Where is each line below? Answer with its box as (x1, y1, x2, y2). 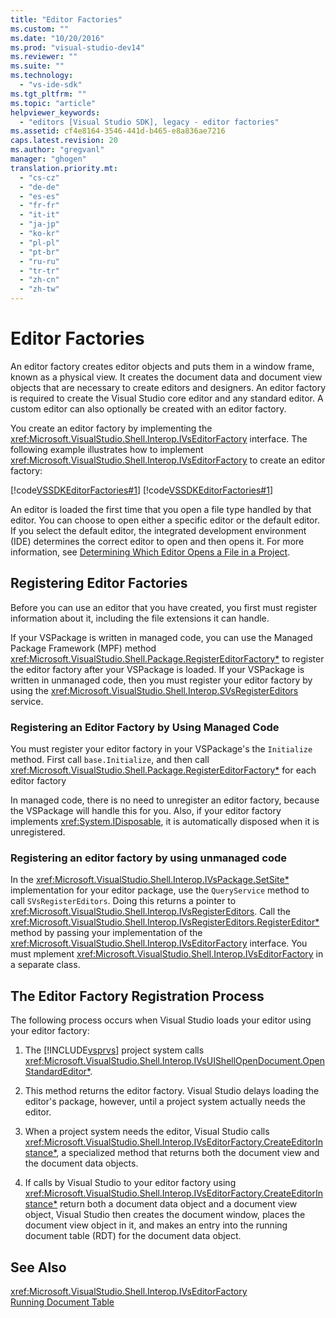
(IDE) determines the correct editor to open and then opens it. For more (10, 535, 305, 547)
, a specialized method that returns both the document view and (56, 1147, 320, 1159)
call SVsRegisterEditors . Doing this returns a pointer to (10, 895, 237, 907)
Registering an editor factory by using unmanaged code (10, 851, 288, 865)
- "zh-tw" (19, 284, 60, 295)
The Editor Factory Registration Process (10, 987, 265, 1005)
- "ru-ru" (19, 256, 60, 266)
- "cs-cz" (19, 172, 60, 183)
